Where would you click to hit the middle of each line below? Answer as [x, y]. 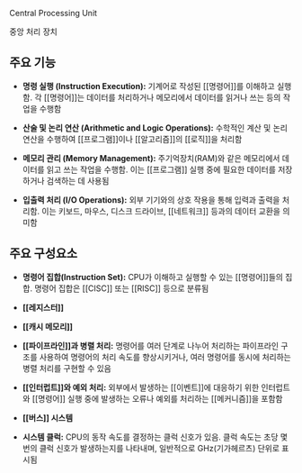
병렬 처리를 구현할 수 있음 [67, 368]
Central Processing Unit [53, 13]
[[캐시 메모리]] [48, 326]
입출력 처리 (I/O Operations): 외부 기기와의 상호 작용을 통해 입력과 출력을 [151, 200]
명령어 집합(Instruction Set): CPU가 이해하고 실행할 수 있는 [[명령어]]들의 [152, 277]
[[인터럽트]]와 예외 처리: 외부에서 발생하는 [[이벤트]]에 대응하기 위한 [141, 387]
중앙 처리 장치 [34, 32]
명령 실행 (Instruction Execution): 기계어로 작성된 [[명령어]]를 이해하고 [149, 86]
